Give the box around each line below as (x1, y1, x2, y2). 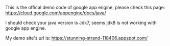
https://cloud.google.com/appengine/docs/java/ (5, 10, 106, 16)
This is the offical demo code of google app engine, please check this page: (5, 5, 165, 10)
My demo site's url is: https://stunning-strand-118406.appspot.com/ (5, 35, 148, 41)
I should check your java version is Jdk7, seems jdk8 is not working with (5, 20, 157, 26)
